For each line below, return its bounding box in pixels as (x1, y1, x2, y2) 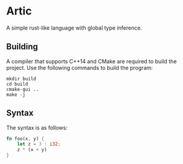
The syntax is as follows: (6, 124, 68, 131)
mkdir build (6, 75, 36, 82)
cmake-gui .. (6, 86, 39, 92)
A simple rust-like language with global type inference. (6, 24, 143, 31)
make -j (6, 92, 26, 98)
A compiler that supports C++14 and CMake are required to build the (6, 57, 177, 65)
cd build (6, 81, 28, 87)
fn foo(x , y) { (6, 136, 45, 142)
